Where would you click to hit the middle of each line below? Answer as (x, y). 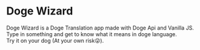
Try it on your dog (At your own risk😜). (55, 40)
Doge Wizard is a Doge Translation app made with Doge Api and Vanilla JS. (100, 28)
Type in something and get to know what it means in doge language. (92, 34)
